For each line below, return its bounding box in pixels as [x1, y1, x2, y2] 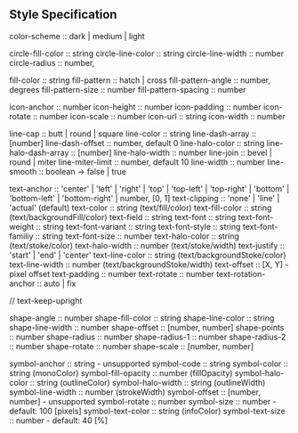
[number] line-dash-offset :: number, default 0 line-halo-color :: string [9, 137, 265, 148]
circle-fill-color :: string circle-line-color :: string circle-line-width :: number [9, 48, 285, 59]
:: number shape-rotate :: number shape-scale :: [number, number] [9, 340, 254, 351]
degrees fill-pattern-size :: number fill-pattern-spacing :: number [9, 84, 246, 94]
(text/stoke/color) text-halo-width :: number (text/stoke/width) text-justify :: [9, 240, 286, 250]
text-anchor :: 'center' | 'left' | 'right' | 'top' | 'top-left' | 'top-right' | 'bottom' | [9, 183, 290, 194]
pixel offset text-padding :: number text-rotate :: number [9, 268, 215, 279]
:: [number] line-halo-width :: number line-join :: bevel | [70, 147, 273, 158]
